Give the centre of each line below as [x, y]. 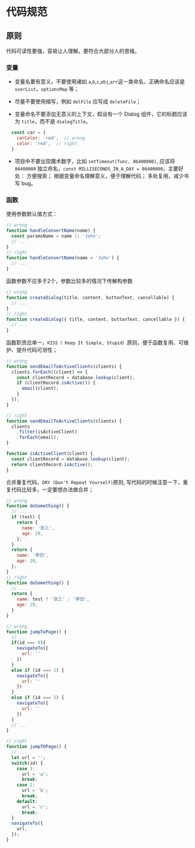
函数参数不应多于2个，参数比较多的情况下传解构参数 [70, 281]
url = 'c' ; [35, 807]
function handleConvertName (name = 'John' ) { [63, 258]
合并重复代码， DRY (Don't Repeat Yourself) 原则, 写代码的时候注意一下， [95, 482]
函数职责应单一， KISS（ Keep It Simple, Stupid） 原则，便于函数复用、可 [95, 342]
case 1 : [26, 768]
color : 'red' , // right [47, 144]
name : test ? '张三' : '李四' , [53, 599]
